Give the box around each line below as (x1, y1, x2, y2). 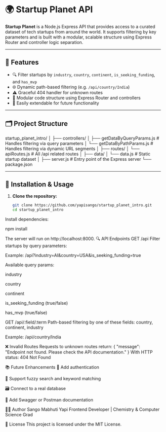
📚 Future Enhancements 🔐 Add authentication (5, 364, 100, 370)
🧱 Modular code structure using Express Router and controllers (12, 95, 141, 101)
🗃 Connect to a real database (5, 386, 66, 392)
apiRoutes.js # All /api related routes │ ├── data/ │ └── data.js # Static (5, 151, 151, 157)
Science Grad (5, 412, 33, 418)
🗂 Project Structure (5, 119, 68, 128)
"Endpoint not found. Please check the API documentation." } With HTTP (5, 349, 153, 355)
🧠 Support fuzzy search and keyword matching (5, 376, 101, 382)
